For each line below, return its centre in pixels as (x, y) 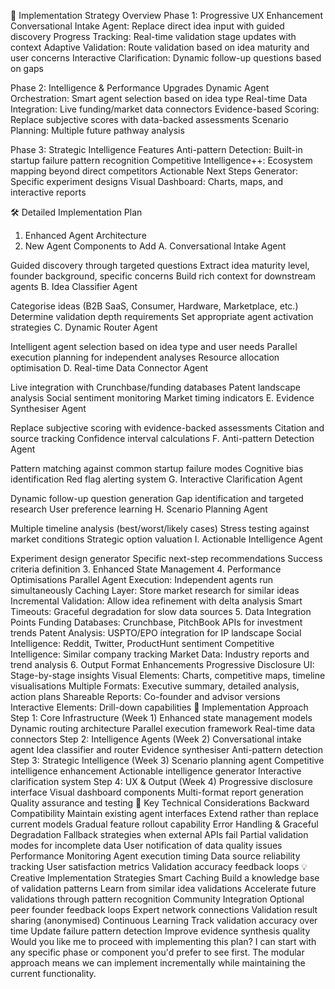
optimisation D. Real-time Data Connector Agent (109, 368)
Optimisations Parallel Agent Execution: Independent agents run (142, 579)
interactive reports (48, 192)
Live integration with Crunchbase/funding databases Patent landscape (155, 387)
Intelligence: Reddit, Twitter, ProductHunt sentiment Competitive (142, 643)
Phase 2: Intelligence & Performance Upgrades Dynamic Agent (140, 88)
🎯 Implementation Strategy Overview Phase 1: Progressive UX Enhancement (166, 15)
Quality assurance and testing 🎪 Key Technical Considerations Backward (160, 803)
